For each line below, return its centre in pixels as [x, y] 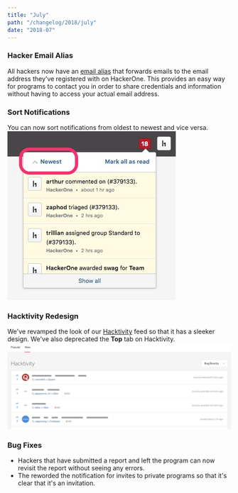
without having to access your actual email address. [83, 94]
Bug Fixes [25, 445]
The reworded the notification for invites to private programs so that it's [122, 476]
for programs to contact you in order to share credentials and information [114, 86]
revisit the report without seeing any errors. [81, 468]
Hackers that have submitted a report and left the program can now [116, 460]
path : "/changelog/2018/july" [52, 22]
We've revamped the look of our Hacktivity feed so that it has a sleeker [111, 332]
